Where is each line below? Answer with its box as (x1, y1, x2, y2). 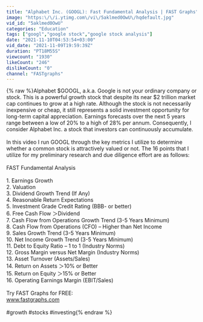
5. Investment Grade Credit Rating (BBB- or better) (6, 203, 132, 210)
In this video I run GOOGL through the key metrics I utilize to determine (6, 138, 183, 146)
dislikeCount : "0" (6, 65, 53, 71)
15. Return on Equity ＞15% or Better (6, 270, 97, 277)
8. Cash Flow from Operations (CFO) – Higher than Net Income (6, 223, 162, 230)
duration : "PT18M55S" (6, 48, 61, 54)
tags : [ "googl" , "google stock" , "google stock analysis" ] (6, 31, 153, 37)
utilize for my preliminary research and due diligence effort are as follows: (6, 152, 190, 159)
